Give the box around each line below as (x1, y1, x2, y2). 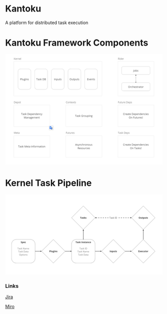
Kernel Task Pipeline (5, 177, 92, 189)
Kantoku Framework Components (5, 37, 148, 49)
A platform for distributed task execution (5, 20, 88, 26)
